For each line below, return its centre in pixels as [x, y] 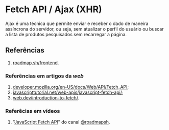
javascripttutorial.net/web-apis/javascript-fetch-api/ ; [68, 92]
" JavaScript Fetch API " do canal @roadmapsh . [61, 122]
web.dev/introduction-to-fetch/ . [46, 98]
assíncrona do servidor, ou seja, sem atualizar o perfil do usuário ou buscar [85, 29]
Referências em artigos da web [45, 76]
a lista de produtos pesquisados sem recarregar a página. [66, 34]
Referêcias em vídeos [33, 111]
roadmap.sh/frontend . [36, 63]
